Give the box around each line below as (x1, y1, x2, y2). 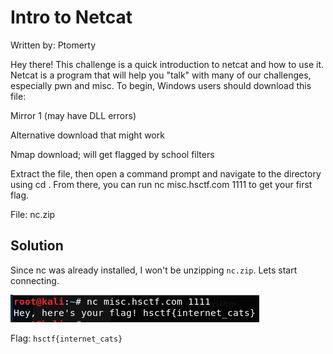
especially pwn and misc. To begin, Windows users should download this (10, 79, 312, 91)
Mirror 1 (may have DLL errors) (10, 109, 137, 121)
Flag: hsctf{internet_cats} (10, 332, 123, 344)
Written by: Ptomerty (10, 39, 97, 51)
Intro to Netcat (10, 6, 133, 29)
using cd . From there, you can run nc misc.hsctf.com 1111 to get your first (10, 178, 313, 190)
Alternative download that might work (10, 129, 165, 141)
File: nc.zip (10, 208, 56, 220)
